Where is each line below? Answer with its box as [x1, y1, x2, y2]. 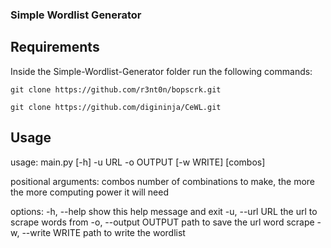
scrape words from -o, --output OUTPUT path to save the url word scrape [10, 216, 315, 228]
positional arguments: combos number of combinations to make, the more [10, 175, 315, 187]
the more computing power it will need [10, 186, 169, 198]
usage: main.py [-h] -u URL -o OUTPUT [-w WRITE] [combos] [10, 156, 266, 168]
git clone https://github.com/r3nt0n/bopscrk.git [10, 84, 222, 95]
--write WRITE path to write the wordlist [21, 226, 186, 238]
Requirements [10, 39, 100, 56]
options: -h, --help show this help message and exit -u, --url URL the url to [10, 205, 318, 217]
